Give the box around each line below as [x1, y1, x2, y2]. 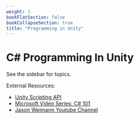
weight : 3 [6, 8, 31, 15]
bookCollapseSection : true [6, 20, 73, 26]
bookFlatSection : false [6, 14, 66, 20]
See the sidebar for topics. [6, 71, 71, 78]
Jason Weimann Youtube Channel [14, 107, 98, 114]
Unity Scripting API [14, 93, 62, 101]
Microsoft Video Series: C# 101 [14, 100, 91, 107]
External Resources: [6, 82, 55, 89]
